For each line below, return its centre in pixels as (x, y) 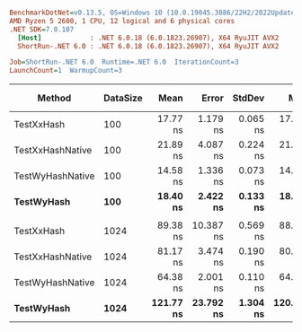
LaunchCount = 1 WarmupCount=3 (66, 71)
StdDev (249, 98)
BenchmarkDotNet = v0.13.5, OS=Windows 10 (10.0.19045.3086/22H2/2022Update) (154, 13)
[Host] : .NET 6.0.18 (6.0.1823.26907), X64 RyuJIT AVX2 (148, 38)
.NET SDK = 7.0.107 (42, 29)
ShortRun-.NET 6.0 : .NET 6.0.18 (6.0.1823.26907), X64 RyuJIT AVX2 (148, 46)
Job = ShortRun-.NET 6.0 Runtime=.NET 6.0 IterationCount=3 (124, 62)
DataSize (123, 98)
